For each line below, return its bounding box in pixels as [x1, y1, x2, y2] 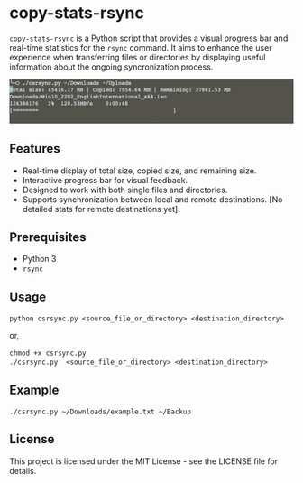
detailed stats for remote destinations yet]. [22, 203, 180, 214]
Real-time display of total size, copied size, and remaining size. [22, 165, 257, 176]
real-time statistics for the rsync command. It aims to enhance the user [9, 42, 272, 52]
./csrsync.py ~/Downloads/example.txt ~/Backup [9, 407, 192, 416]
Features [9, 141, 60, 156]
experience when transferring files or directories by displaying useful [9, 51, 266, 62]
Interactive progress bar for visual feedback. [22, 174, 188, 185]
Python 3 [22, 254, 57, 265]
